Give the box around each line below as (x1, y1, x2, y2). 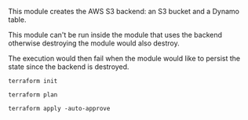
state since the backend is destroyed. (8, 62, 129, 71)
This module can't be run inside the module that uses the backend (8, 31, 222, 39)
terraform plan (8, 91, 58, 99)
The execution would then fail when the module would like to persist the (8, 54, 241, 63)
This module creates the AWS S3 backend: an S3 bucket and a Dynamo (8, 7, 239, 16)
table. (8, 15, 27, 24)
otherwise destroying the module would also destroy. (8, 38, 180, 48)
